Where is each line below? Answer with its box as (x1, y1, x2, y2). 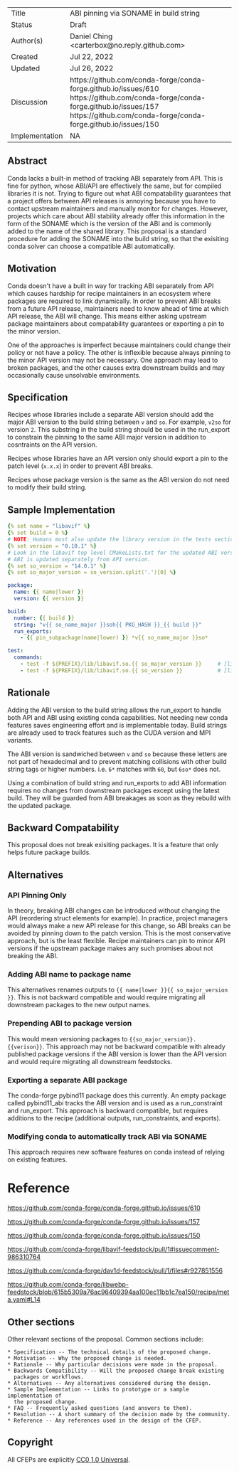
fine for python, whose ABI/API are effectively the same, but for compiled (7, 181, 222, 190)
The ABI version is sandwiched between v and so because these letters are (7, 750, 228, 758)
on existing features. (7, 1155, 68, 1164)
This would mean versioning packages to (7, 1034, 128, 1043)
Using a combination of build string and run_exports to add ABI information (7, 778, 227, 787)
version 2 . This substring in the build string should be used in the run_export (7, 425, 230, 434)
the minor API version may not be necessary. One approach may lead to (7, 356, 218, 364)
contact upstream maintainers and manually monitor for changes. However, (7, 204, 228, 213)
